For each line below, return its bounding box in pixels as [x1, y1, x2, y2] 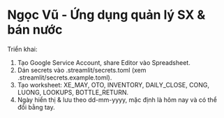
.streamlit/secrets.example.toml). [17, 73, 112, 82]
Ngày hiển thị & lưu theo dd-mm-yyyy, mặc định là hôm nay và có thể [17, 95, 218, 104]
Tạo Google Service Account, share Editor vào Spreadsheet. [17, 58, 191, 66]
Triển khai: [7, 45, 38, 53]
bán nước [7, 22, 63, 38]
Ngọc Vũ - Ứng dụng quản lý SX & [7, 7, 206, 23]
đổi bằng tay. [17, 103, 56, 111]
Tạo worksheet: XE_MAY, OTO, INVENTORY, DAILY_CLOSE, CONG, [17, 80, 209, 89]
